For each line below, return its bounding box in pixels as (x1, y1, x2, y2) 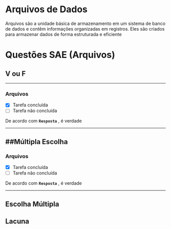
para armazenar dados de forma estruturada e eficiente (5, 31, 122, 37)
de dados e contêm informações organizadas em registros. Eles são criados (5, 25, 165, 32)
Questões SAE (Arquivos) (5, 49, 116, 61)
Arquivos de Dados (5, 4, 88, 15)
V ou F (5, 69, 26, 78)
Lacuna (5, 217, 30, 225)
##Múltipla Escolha (5, 137, 68, 146)
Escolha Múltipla (5, 199, 60, 208)
